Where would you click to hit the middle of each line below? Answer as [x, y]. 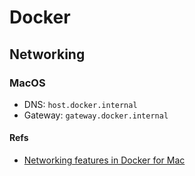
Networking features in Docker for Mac [104, 160]
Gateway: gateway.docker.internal [96, 115]
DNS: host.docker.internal [80, 104]
